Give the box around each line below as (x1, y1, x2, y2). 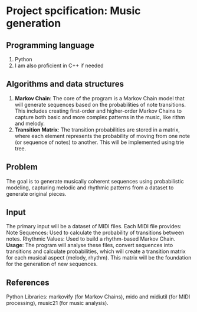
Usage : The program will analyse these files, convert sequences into (6, 242, 173, 249)
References (6, 277, 50, 287)
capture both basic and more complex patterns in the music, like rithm (14, 113, 185, 120)
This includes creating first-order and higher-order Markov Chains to (14, 107, 182, 114)
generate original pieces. (6, 190, 67, 197)
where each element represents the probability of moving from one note (14, 132, 191, 139)
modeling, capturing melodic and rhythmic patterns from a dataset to (6, 184, 174, 191)
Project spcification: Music (6, 4, 141, 18)
